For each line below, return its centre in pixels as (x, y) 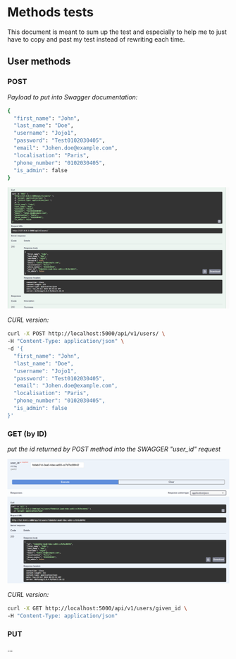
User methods (39, 62)
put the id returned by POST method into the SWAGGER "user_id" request (114, 449)
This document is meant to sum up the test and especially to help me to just (117, 32)
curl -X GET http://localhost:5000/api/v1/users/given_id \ (98, 609)
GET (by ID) (27, 433)
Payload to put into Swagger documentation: (73, 97)
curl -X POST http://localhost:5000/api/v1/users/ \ (86, 334)
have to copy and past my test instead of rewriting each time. (96, 39)
